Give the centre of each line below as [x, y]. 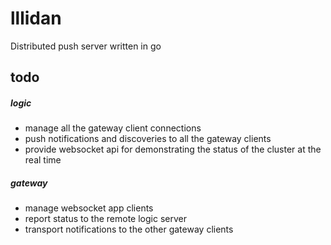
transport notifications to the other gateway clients [129, 229]
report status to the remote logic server [105, 219]
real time [43, 160]
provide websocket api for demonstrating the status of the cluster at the [173, 149]
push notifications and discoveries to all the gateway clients [148, 139]
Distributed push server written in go [86, 46]
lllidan [36, 18]
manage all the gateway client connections [113, 128]
